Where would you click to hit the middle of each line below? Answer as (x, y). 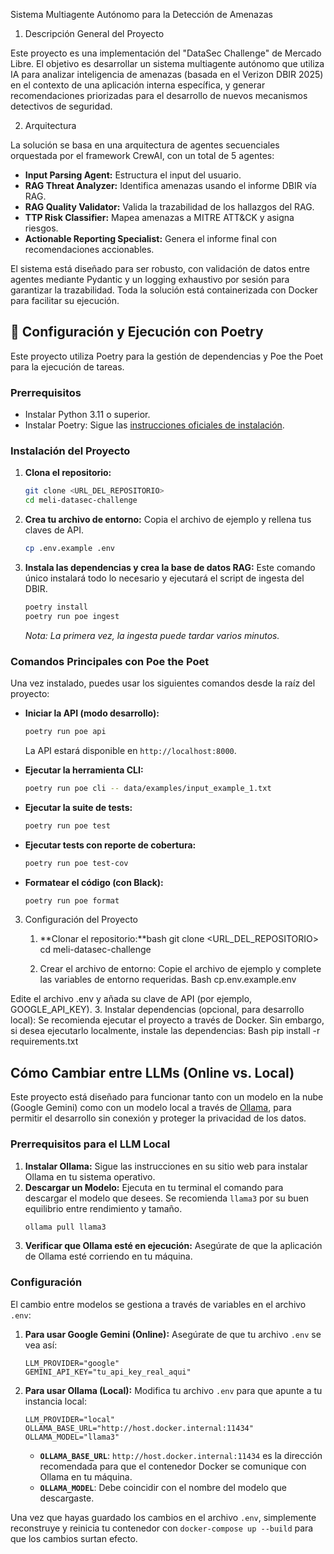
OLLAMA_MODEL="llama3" (72, 1437)
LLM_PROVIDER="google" (72, 1363)
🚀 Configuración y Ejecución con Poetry (137, 332)
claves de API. (54, 530)
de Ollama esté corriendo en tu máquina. (108, 1256)
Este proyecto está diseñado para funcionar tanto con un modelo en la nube (167, 1097)
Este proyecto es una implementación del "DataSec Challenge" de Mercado (166, 53)
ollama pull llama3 (65, 1227)
